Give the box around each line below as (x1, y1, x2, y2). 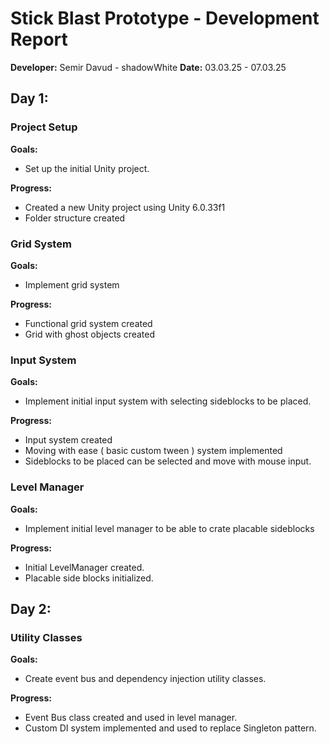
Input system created (24, 434, 113, 446)
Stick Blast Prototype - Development (10, 7, 320, 30)
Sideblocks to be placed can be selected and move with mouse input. (24, 455, 312, 467)
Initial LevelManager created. (24, 561, 145, 573)
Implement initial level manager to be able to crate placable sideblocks (24, 522, 315, 534)
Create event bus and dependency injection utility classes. (24, 673, 267, 685)
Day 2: (10, 600, 52, 617)
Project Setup (10, 120, 78, 134)
